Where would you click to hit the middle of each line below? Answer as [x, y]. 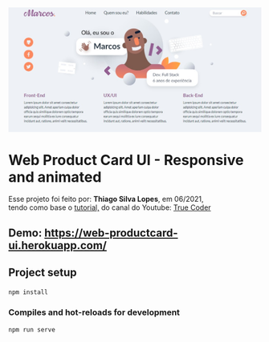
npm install [28, 292]
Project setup [43, 273]
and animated [55, 177]
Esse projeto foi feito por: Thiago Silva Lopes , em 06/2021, [106, 199]
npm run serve [32, 330]
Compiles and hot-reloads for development [94, 312]
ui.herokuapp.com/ [57, 245]
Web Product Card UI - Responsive [126, 160]
